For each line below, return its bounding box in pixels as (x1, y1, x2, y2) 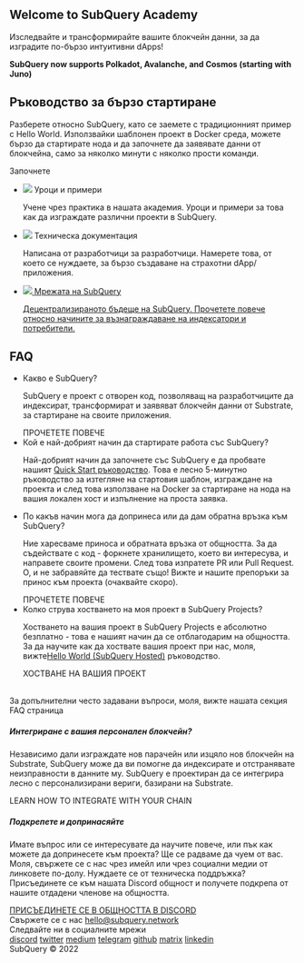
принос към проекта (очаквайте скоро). (22, 577, 179, 588)
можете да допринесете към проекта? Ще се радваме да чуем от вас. (9, 849, 284, 859)
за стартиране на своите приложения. (22, 410, 172, 421)
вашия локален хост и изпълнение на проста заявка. (22, 493, 229, 504)
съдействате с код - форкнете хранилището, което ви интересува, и (22, 548, 289, 559)
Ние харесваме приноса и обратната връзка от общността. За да (22, 538, 278, 549)
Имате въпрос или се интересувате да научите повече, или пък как (9, 839, 273, 850)
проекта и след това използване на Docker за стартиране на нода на (22, 483, 291, 494)
